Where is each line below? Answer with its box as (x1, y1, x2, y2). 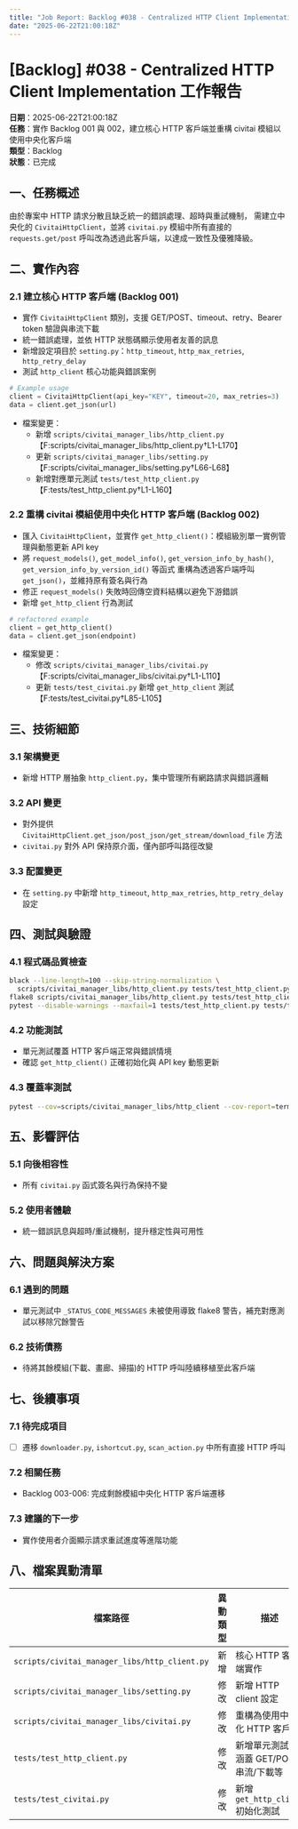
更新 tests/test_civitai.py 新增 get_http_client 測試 (35, 682, 235, 693)
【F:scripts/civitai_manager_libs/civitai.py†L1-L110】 (35, 670, 225, 681)
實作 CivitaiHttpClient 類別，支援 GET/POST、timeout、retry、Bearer (21, 312, 282, 323)
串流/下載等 (234, 1766, 284, 1778)
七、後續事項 (9, 1391, 80, 1406)
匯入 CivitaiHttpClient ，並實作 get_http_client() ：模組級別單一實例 (21, 530, 279, 541)
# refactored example (9, 614, 90, 623)
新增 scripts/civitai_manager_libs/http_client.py (35, 429, 224, 439)
